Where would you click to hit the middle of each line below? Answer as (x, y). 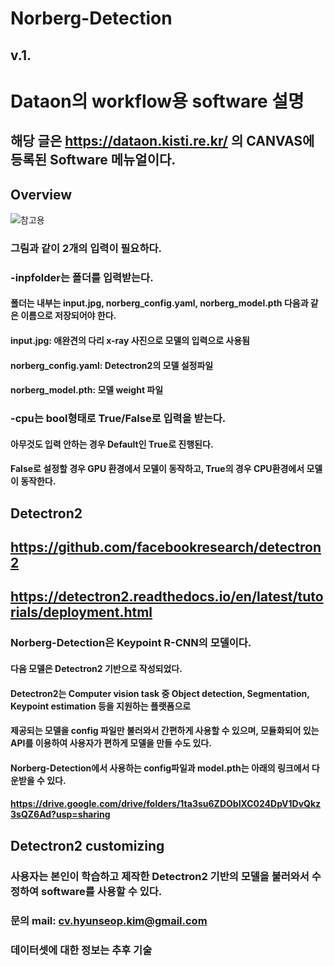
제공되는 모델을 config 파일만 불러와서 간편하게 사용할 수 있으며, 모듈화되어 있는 (165, 731)
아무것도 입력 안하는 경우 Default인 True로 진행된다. (112, 444)
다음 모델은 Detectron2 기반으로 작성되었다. (96, 668)
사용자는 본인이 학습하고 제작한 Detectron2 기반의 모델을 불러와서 (160, 876)
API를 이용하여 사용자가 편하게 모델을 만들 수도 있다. (111, 743)
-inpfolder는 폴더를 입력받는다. (82, 277)
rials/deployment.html (81, 612)
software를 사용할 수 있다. (102, 891)
